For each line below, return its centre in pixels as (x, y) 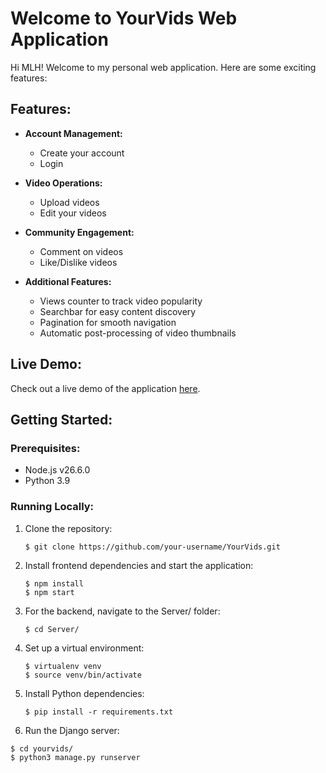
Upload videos (69, 202)
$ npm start (49, 592)
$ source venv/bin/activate (83, 675)
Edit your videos (73, 213)
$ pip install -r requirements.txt (99, 712)
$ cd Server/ (52, 629)
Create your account (82, 153)
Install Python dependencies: (84, 693)
